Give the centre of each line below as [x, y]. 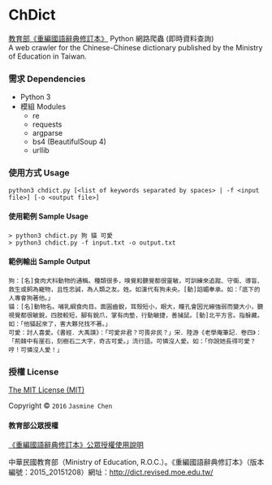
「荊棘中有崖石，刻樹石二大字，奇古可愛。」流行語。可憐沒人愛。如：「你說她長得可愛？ [132, 341]
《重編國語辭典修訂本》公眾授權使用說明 [76, 445]
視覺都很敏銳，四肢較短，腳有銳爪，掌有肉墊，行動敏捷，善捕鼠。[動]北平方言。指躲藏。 [136, 315]
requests [47, 124]
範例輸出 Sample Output [50, 262]
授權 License [34, 371]
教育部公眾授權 [33, 425]
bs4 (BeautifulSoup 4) [69, 142]
